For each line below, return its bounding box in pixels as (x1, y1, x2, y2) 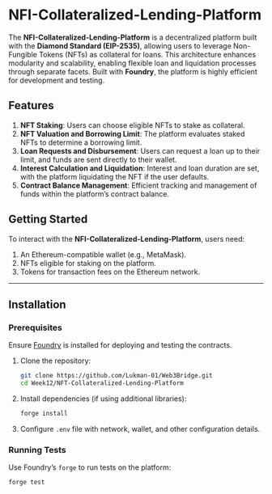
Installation (8, 298, 66, 311)
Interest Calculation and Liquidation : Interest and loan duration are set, (19, 163, 260, 173)
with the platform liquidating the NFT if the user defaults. (19, 171, 210, 181)
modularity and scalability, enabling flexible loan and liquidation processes (8, 58, 257, 68)
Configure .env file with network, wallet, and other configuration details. (19, 424, 261, 433)
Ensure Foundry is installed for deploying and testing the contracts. (8, 340, 232, 350)
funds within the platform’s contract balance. (19, 188, 170, 199)
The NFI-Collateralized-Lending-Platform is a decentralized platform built (8, 32, 257, 42)
